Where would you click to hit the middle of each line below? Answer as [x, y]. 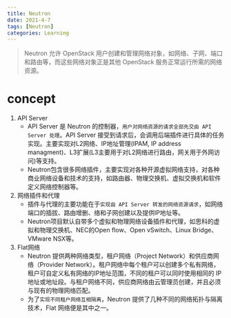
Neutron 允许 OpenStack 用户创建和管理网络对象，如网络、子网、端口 [123, 53]
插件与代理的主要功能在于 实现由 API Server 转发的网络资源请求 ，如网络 [125, 204]
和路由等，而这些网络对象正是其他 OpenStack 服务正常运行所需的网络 [123, 62]
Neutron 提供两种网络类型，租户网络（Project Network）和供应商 [120, 256]
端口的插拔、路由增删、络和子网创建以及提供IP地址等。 [106, 213]
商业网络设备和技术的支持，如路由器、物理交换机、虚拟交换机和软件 [124, 178]
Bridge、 [205, 230]
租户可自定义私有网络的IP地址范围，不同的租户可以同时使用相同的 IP [124, 273]
